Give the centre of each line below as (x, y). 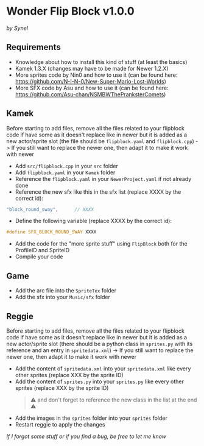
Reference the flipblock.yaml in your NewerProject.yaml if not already (103, 179)
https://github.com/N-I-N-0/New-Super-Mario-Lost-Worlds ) (90, 81)
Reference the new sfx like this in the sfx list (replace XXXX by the (98, 192)
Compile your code (39, 257)
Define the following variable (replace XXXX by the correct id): (93, 221)
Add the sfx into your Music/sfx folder (63, 297)
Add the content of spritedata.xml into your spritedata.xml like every (103, 368)
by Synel (17, 28)
